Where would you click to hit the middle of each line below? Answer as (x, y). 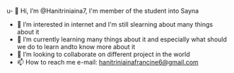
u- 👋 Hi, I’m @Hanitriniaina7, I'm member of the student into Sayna (103, 11)
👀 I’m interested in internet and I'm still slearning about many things (115, 24)
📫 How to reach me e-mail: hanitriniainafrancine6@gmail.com (107, 62)
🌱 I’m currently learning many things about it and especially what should (122, 39)
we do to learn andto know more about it (76, 47)
